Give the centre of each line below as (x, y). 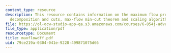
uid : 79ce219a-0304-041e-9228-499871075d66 (52, 43)
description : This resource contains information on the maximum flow (82, 15)
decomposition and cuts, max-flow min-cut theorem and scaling (78, 19)
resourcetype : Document (31, 33)
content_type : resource (31, 10)
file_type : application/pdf (35, 29)
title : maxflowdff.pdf (29, 38)
